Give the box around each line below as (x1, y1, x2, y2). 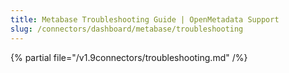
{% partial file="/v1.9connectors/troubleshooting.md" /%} (10, 51, 248, 63)
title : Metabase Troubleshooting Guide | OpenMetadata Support (10, 14, 280, 25)
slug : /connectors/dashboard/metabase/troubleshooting (10, 24, 244, 34)
